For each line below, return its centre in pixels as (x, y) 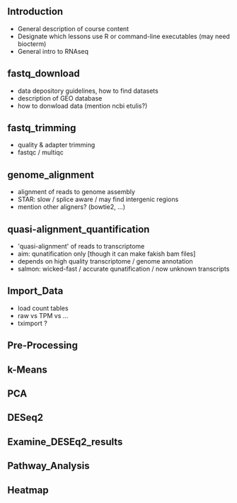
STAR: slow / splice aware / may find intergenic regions (98, 199)
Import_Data (35, 291)
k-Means (28, 369)
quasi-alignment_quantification (79, 229)
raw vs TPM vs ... (43, 315)
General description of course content (73, 28)
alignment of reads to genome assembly (76, 192)
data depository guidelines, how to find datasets (88, 91)
